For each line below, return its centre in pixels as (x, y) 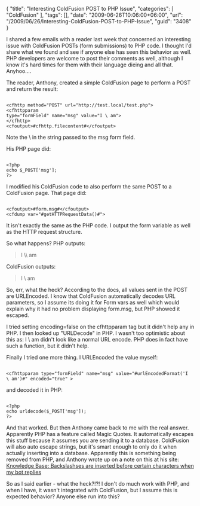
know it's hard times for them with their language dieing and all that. (90, 65)
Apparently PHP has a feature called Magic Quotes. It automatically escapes (100, 434)
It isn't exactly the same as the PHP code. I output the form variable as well (99, 225)
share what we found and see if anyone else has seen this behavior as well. (99, 52)
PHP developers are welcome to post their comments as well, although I (95, 58)
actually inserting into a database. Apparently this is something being (91, 453)
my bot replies (24, 472)
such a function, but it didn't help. (48, 346)
